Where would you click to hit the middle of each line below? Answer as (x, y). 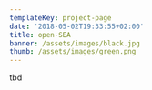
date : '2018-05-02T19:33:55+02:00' (77, 26)
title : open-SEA (40, 35)
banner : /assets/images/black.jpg (75, 43)
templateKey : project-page (61, 18)
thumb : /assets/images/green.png (73, 52)
